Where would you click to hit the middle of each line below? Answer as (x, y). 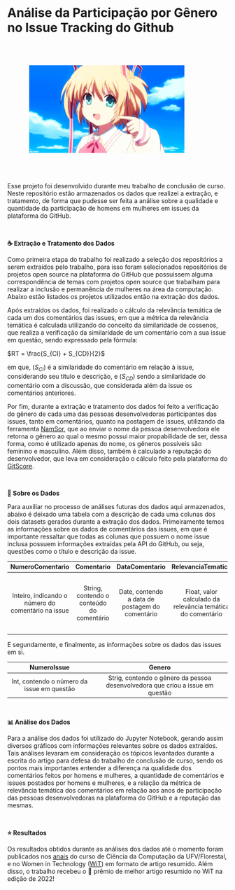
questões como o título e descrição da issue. (72, 551)
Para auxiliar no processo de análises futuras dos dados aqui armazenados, (116, 506)
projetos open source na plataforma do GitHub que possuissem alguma (110, 274)
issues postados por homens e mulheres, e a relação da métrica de (104, 783)
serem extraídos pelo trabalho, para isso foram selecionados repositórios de (117, 267)
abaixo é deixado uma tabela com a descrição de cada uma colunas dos (111, 514)
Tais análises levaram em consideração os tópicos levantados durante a (111, 753)
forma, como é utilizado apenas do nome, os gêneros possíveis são (105, 443)
